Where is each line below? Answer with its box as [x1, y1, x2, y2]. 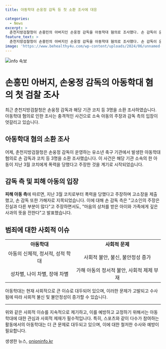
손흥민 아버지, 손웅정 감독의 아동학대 [5, 77, 144, 88]
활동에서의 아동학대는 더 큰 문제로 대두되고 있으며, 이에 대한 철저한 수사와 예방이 [5, 322, 160, 328]
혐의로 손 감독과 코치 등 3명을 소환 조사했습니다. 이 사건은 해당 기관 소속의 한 [5, 155, 153, 161]
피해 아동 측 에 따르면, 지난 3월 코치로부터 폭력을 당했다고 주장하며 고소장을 [5, 191, 148, 197]
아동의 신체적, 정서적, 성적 [8, 250, 65, 257]
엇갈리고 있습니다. [5, 119, 40, 125]
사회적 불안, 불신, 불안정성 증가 [83, 254, 151, 261]
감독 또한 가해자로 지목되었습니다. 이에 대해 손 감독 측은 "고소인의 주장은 [20, 197, 160, 203]
